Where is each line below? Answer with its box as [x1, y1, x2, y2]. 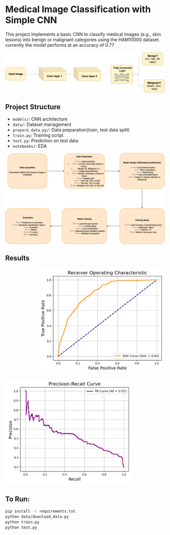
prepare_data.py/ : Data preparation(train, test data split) [12, 127, 130, 133]
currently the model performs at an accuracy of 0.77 [5, 42, 115, 48]
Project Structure [5, 103, 61, 111]
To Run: [5, 494, 30, 503]
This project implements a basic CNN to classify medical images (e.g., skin [5, 31, 161, 37]
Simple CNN [5, 14, 57, 26]
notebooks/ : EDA [12, 143, 47, 149]
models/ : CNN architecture [12, 116, 68, 122]
